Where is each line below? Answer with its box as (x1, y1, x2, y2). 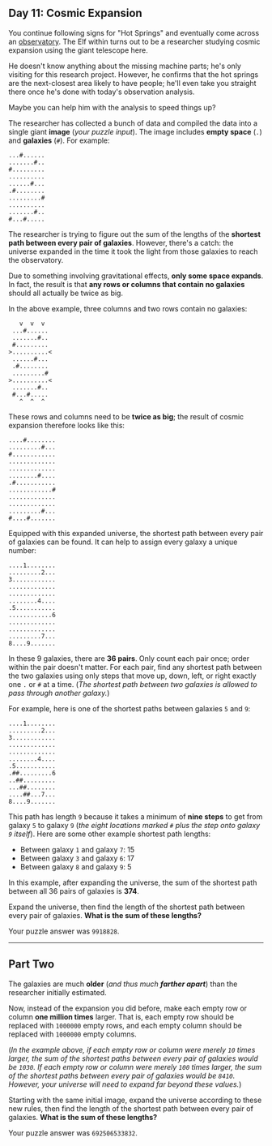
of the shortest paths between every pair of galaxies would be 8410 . (8, 1071, 236, 1080)
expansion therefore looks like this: (8, 420, 125, 430)
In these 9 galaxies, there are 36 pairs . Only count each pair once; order (8, 653, 250, 663)
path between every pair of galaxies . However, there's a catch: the (8, 238, 234, 247)
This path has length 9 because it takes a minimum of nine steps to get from (8, 811, 263, 822)
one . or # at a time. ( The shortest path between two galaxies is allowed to (8, 679, 257, 689)
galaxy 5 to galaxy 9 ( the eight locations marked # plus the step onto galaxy (8, 820, 261, 830)
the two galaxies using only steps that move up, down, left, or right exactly (8, 671, 257, 680)
